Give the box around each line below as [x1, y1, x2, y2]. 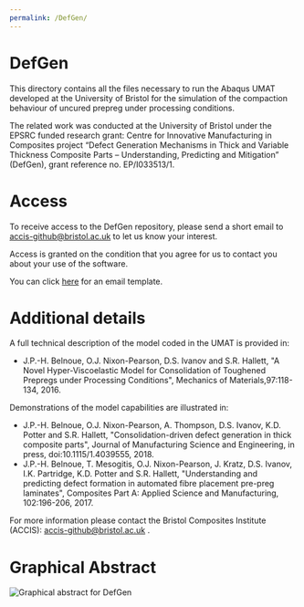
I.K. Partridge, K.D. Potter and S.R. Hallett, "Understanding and [22, 468, 258, 479]
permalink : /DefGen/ [9, 13, 89, 23]
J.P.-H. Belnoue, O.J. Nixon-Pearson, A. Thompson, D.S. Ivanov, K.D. [22, 420, 281, 431]
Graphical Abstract [9, 557, 157, 578]
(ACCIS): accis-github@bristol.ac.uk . [9, 525, 151, 536]
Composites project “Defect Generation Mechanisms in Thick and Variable [9, 139, 289, 151]
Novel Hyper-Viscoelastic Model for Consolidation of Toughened [22, 365, 267, 376]
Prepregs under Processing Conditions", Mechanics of [22, 375, 228, 386]
